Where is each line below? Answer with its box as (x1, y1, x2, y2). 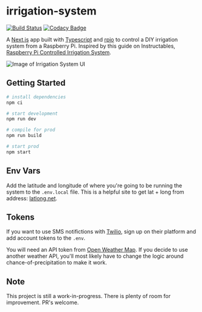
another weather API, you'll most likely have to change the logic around (6, 252, 184, 260)
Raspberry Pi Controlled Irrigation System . (6, 48, 112, 56)
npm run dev (6, 116, 36, 122)
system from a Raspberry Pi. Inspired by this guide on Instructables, (6, 42, 175, 49)
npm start (6, 149, 31, 155)
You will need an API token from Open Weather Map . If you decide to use (6, 246, 189, 253)
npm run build (6, 133, 42, 139)
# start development (6, 110, 59, 116)
